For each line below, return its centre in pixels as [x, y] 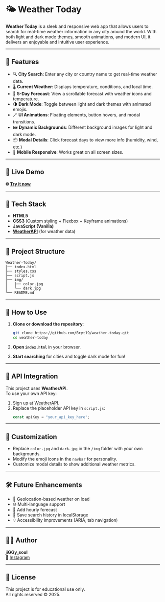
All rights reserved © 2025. [33, 594]
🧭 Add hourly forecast [35, 510]
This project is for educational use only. [45, 589]
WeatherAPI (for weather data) [44, 232]
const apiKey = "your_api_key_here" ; [51, 417]
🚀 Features [22, 62]
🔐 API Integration [32, 377]
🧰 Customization [31, 437]
